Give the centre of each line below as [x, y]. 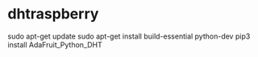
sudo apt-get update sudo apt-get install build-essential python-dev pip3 [129, 36]
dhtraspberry [53, 14]
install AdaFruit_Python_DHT [55, 44]
